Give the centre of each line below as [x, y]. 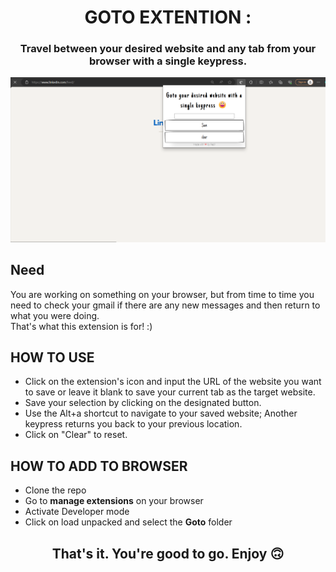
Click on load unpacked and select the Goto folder [128, 522]
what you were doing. [55, 315]
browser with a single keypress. [168, 61]
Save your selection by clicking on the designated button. [143, 403]
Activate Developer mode [77, 512]
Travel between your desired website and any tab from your [168, 49]
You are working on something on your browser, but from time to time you [162, 294]
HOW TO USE [52, 357]
